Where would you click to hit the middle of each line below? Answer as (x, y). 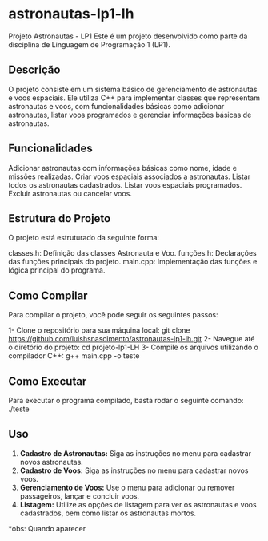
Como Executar (48, 381)
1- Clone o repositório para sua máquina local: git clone (99, 330)
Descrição (34, 70)
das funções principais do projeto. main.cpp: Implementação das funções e (133, 262)
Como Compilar (48, 295)
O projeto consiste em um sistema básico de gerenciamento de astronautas (133, 89)
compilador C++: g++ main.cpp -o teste (74, 356)
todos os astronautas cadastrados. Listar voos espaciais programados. (125, 184)
